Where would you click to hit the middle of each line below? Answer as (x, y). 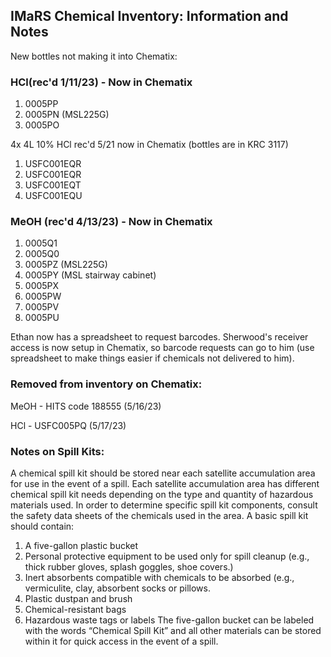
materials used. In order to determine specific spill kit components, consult (164, 505)
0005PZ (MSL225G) (66, 265)
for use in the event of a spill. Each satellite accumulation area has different (165, 483)
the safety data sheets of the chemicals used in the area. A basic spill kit (159, 515)
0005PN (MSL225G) (67, 115)
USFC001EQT (53, 185)
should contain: (42, 526)
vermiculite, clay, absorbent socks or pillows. (117, 588)
